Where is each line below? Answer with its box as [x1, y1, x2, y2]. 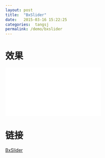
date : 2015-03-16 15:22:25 [5, 17, 67, 22]
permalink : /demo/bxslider [5, 27, 63, 32]
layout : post [5, 7, 33, 13]
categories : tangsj [5, 22, 49, 27]
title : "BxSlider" [5, 12, 47, 17]
